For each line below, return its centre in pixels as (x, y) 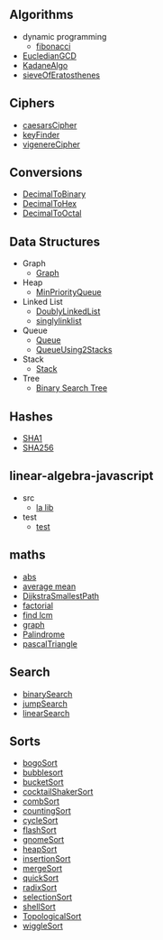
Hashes (31, 416)
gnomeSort (43, 840)
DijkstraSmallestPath (61, 595)
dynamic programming (64, 36)
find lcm (37, 615)
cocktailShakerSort (58, 792)
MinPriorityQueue (68, 292)
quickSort (41, 878)
